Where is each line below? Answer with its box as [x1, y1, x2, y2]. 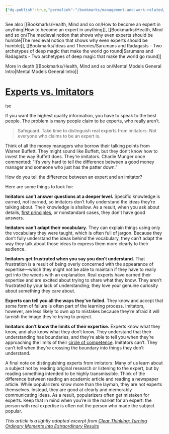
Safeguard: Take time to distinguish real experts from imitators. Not [17, 127, 157, 133]
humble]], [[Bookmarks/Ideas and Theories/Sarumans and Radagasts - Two [5, 42, 162, 48]
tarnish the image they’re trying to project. [5, 313, 93, 320]
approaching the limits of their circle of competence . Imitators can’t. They [5, 339, 157, 345]
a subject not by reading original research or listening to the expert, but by [5, 365, 159, 371]
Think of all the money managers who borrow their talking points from [5, 142, 150, 149]
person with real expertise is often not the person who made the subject [5, 402, 155, 408]
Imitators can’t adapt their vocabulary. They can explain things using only [5, 225, 160, 231]
